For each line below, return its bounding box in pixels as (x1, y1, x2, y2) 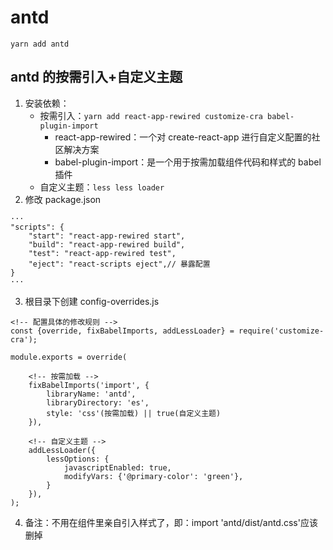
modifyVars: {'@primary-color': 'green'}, (63, 471, 244, 481)
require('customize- (238, 326, 325, 336)
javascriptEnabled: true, (63, 462, 172, 473)
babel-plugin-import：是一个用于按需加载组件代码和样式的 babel (54, 156, 322, 168)
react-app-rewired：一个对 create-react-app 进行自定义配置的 (54, 131, 312, 143)
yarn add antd (10, 39, 70, 49)
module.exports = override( (10, 352, 128, 362)
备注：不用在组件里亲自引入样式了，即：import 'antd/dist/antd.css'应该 (24, 516, 318, 528)
